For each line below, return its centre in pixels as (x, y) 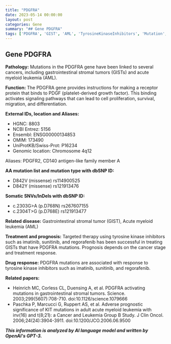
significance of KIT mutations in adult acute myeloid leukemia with (82, 309)
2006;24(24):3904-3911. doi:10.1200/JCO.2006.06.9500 (72, 320)
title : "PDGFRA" (22, 10)
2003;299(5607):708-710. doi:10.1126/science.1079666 (70, 299)
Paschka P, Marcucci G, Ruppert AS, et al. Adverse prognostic (78, 304)
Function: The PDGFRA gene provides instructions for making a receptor (82, 87)
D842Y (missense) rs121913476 (46, 186)
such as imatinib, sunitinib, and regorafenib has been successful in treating (84, 242)
